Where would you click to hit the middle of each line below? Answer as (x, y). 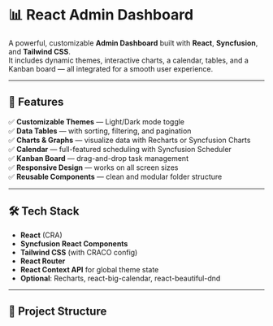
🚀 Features (36, 102)
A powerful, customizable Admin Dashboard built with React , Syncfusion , (133, 43)
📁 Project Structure (58, 311)
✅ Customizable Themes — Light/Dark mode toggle (97, 121)
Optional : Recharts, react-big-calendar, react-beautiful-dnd (120, 278)
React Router (43, 261)
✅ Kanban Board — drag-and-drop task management (99, 158)
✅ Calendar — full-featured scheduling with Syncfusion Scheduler (120, 149)
